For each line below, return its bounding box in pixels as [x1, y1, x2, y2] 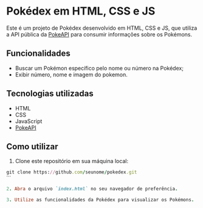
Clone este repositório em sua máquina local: [15, 158, 129, 165]
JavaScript [15, 117, 43, 125]
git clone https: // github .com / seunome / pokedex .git [6, 169, 137, 175]
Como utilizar [6, 141, 59, 152]
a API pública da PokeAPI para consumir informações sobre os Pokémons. [6, 30, 193, 38]
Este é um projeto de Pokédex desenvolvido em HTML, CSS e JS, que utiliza [6, 24, 198, 32]
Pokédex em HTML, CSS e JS [6, 4, 156, 18]
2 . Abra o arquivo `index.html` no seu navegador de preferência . [6, 186, 178, 192]
